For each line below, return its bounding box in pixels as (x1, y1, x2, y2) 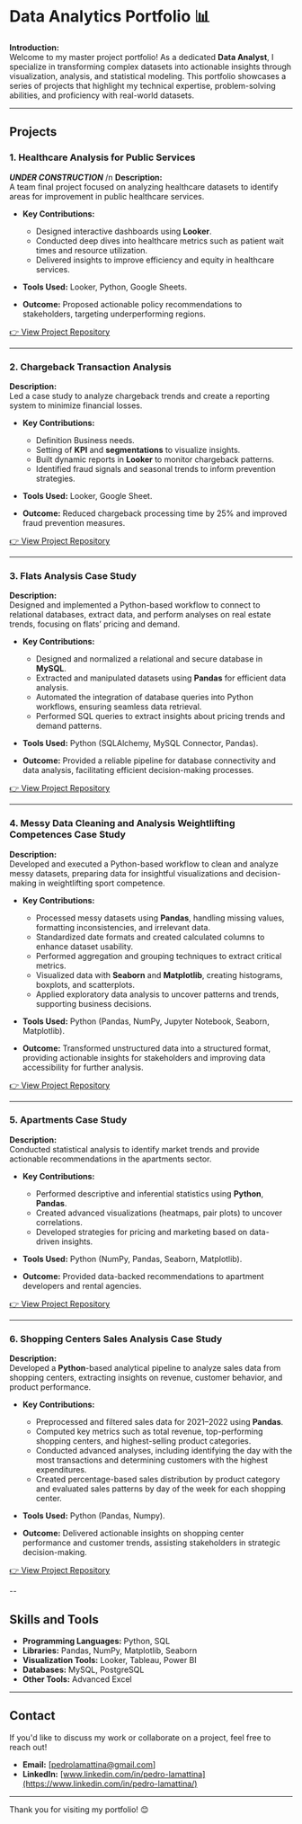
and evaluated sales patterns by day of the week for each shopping (35, 1483, 286, 1494)
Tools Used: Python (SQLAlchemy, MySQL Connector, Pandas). (22, 738, 259, 749)
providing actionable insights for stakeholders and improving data (22, 1052, 266, 1063)
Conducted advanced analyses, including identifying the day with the (35, 1446, 293, 1456)
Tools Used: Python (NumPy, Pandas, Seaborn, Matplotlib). (22, 1253, 243, 1264)
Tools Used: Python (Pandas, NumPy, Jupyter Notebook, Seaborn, (22, 1016, 270, 1027)
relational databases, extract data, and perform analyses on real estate (9, 609, 271, 620)
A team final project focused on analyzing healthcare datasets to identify (9, 181, 279, 192)
